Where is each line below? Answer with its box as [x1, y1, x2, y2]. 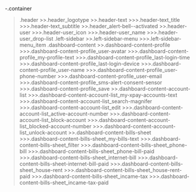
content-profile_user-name [19, 67, 85, 73]
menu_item [19, 41, 46, 48]
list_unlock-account [19, 129, 68, 136]
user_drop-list [19, 35, 54, 42]
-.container [5, 5, 32, 12]
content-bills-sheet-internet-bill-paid [19, 160, 109, 167]
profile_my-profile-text [19, 54, 74, 61]
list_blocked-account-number [19, 123, 92, 130]
